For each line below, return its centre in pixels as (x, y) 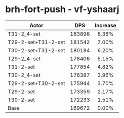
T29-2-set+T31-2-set (36, 42)
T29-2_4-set (24, 58)
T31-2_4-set (24, 34)
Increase (106, 25)
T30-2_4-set (24, 75)
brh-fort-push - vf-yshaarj (62, 9)
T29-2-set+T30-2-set (36, 83)
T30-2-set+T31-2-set (36, 50)
